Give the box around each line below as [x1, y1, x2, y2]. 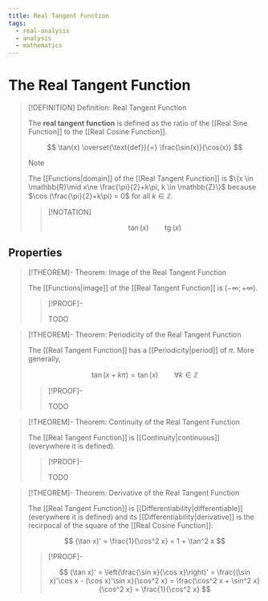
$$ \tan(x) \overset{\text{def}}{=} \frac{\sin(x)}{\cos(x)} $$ [47, 142, 243, 153]
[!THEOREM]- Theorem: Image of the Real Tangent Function [27, 267, 227, 277]
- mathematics [15, 42, 63, 50]
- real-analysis [15, 27, 70, 35]
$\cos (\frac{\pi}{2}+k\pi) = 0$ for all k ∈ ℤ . [27, 191, 174, 201]
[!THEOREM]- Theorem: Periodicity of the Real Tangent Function [27, 329, 242, 339]
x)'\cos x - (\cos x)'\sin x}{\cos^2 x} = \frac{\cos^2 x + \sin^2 [49, 575, 252, 585]
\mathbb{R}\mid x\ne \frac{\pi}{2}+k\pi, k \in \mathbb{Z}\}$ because [27, 182, 257, 192]
